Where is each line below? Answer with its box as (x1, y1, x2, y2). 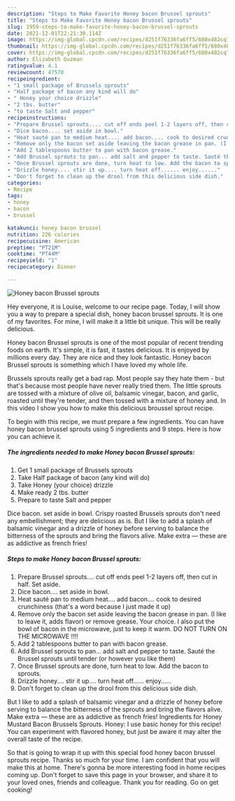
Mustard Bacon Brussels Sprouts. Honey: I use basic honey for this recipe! (7, 720, 222, 728)
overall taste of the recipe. (7, 735, 83, 743)
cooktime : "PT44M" (7, 250, 61, 257)
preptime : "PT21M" (7, 244, 61, 251)
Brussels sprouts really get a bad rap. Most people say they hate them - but (7, 374, 225, 382)
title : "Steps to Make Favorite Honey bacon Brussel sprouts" (7, 17, 192, 24)
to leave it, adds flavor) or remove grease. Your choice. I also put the (17, 617, 215, 625)
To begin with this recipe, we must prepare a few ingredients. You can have (7, 417, 225, 425)
